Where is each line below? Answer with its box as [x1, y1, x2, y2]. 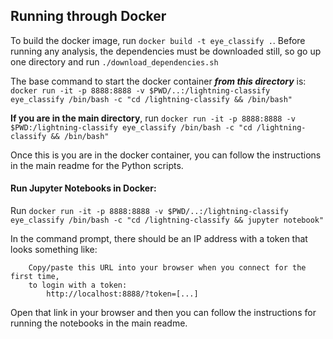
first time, [10, 272, 60, 282]
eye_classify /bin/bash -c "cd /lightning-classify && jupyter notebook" [10, 215, 325, 226]
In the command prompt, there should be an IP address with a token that [10, 233, 308, 245]
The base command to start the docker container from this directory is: [10, 75, 307, 87]
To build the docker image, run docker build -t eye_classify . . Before [10, 34, 306, 46]
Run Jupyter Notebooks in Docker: [10, 182, 157, 194]
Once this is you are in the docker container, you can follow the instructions [10, 149, 322, 161]
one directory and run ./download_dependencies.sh [10, 55, 219, 68]
